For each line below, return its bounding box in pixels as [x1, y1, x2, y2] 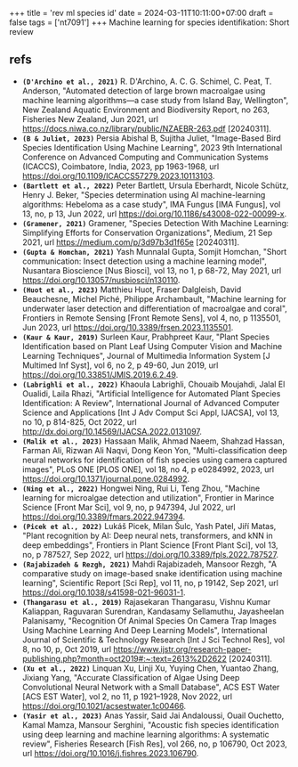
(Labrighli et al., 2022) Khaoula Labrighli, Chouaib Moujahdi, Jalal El [21, 379, 286, 389]
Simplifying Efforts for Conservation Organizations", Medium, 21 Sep [21, 227, 273, 238]
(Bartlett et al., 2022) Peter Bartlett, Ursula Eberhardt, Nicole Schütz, [21, 180, 289, 191]
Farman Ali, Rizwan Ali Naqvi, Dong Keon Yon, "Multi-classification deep [21, 445, 287, 455]
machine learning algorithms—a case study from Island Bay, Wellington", [21, 94, 289, 105]
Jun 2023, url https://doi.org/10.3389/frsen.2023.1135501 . [21, 322, 234, 332]
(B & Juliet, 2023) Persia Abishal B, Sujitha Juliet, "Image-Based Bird [21, 133, 282, 143]
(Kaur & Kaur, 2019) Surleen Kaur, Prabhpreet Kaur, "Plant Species [21, 331, 270, 342]
